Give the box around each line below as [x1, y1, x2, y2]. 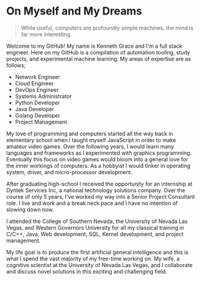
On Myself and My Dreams [6, 4, 142, 18]
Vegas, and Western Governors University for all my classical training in [6, 224, 184, 231]
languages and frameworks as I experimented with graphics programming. [6, 149, 192, 157]
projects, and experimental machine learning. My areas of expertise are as [6, 55, 191, 62]
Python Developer [14, 99, 60, 106]
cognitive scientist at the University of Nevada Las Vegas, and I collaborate [6, 261, 193, 268]
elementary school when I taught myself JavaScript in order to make [6, 136, 176, 143]
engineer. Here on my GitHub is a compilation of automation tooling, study [6, 48, 190, 56]
